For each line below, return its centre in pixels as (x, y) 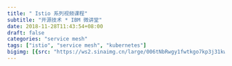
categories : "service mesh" (48, 39)
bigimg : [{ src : (29, 52)
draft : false (26, 33)
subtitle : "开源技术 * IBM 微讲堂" (55, 20)
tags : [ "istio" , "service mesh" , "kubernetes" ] (77, 45)
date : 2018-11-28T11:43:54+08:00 (55, 26)
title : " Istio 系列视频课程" (47, 13)
